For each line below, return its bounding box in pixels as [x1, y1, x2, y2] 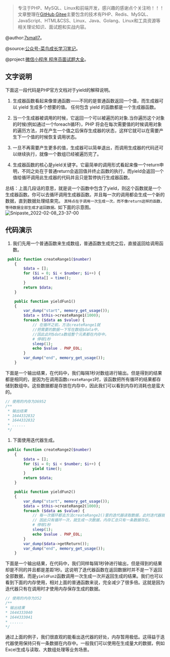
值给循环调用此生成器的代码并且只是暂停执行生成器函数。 [12, 174, 133, 180]
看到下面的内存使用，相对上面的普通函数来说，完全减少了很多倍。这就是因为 [5, 579, 165, 586]
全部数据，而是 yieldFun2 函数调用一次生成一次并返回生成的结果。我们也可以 [5, 573, 163, 579]
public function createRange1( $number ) [7, 257, 92, 262]
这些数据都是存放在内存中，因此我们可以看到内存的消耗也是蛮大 [31, 382, 165, 388]
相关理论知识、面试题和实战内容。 [17, 24, 89, 30]
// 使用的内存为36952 [5, 399, 47, 404]
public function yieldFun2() [14, 489, 76, 494]
